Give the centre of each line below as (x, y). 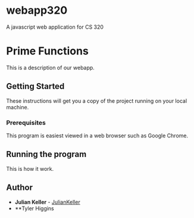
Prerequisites (26, 122)
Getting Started (35, 86)
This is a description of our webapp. (51, 67)
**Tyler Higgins (35, 208)
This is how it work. (30, 168)
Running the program (46, 154)
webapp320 (37, 10)
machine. (18, 107)
